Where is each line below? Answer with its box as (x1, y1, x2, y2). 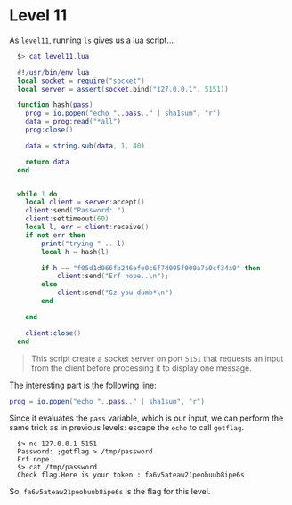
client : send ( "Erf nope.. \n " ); (56, 272, 169, 281)
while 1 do (17, 189, 58, 198)
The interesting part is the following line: (9, 380, 158, 390)
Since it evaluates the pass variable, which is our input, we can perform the (9, 413, 284, 423)
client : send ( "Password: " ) (25, 206, 126, 215)
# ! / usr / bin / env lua (17, 68, 90, 76)
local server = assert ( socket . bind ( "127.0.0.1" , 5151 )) (17, 84, 229, 93)
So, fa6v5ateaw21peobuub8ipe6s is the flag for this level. (9, 486, 211, 497)
